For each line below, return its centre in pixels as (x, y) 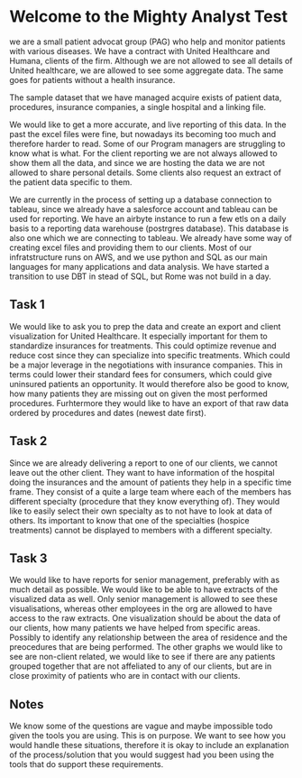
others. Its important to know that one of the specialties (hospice (129, 520)
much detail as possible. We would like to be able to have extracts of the (143, 589)
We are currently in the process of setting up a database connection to (141, 199)
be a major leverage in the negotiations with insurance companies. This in (146, 365)
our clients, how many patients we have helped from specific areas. (135, 628)
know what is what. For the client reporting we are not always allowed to (143, 153)
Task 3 (28, 558)
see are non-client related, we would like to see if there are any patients (142, 657)
